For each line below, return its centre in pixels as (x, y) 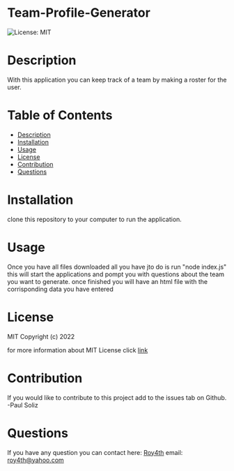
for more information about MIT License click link (78, 350)
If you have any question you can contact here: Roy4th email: (95, 452)
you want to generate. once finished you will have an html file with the (107, 281)
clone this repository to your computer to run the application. (95, 219)
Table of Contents (60, 115)
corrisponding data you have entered (60, 289)
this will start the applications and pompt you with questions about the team (116, 274)
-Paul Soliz (23, 405)
